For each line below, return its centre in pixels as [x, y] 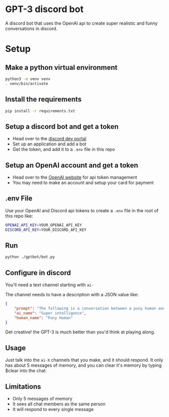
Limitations [23, 387]
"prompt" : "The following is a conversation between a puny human [85, 308]
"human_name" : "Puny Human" [44, 318]
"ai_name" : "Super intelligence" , [50, 313]
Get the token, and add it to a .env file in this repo [64, 149]
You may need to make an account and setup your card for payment [83, 183]
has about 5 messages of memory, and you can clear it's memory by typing [83, 365]
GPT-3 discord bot [45, 9]
